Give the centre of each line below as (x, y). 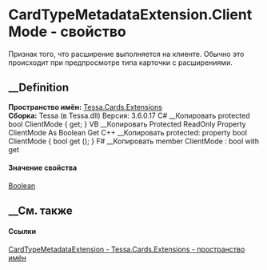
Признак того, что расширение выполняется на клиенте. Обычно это (126, 54)
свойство (93, 32)
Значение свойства (43, 168)
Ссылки (22, 231)
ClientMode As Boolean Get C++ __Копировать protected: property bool (128, 132)
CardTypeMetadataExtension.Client (130, 15)
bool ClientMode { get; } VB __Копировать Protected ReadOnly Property (127, 124)
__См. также (41, 211)
